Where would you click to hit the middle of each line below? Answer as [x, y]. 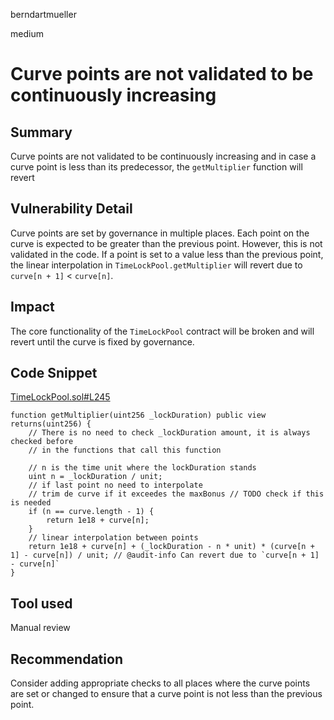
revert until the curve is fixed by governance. [102, 341]
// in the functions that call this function [125, 450]
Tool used [41, 603]
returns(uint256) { [51, 424]
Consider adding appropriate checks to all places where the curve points [160, 683]
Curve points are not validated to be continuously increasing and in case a [163, 156]
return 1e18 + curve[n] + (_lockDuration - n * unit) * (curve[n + [171, 547]
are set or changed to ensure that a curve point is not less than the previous [166, 694]
